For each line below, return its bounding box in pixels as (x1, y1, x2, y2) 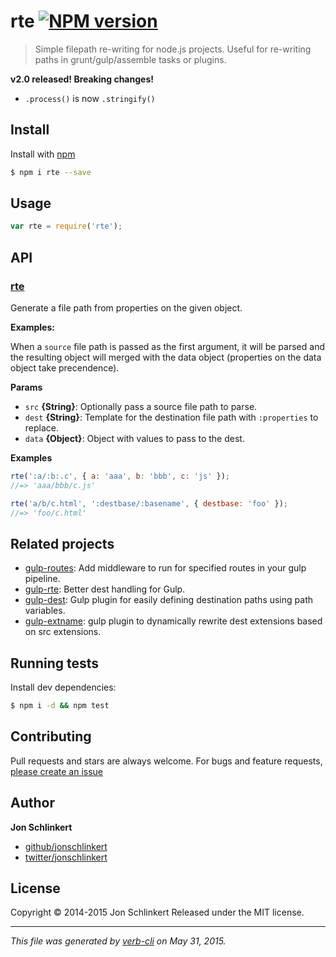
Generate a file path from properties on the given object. (10, 302, 243, 314)
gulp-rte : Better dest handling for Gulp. (24, 583, 186, 595)
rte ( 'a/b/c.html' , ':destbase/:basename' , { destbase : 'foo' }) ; (10, 498, 288, 509)
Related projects (10, 535, 115, 552)
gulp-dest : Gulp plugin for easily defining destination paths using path (24, 594, 313, 606)
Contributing (10, 728, 92, 745)
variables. (24, 605, 66, 617)
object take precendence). (10, 362, 120, 374)
